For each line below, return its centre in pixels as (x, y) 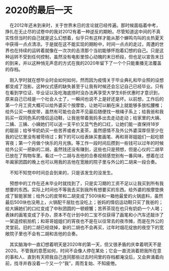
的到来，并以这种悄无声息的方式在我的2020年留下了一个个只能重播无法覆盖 (83, 63)
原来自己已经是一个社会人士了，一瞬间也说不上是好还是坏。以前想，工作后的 (84, 99)
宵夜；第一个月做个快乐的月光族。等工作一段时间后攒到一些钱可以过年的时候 (84, 143)
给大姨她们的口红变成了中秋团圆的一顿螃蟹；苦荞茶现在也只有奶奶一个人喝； (84, 208)
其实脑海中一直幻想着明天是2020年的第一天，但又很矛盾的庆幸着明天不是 (86, 244)
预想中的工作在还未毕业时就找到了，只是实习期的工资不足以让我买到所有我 (87, 183)
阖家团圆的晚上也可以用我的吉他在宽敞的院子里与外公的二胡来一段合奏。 (84, 162)
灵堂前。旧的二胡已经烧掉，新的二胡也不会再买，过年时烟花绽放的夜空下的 (82, 227)
